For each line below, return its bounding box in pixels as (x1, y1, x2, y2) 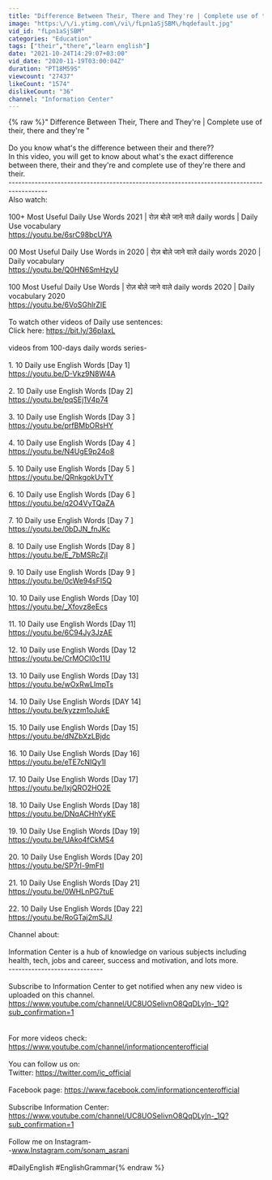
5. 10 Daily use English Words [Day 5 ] (8, 464, 135, 473)
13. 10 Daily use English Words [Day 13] (8, 671, 139, 681)
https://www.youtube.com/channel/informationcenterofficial (8, 1042, 209, 1052)
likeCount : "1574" (8, 80, 70, 88)
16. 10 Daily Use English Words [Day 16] (8, 749, 140, 759)
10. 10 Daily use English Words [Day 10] (8, 594, 139, 603)
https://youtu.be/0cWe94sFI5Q (8, 576, 112, 586)
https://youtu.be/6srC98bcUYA (8, 230, 113, 240)
